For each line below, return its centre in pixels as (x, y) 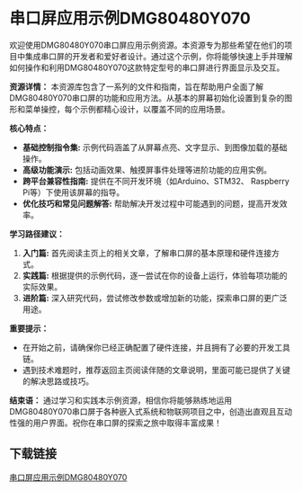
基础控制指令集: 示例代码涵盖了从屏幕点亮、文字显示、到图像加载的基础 (155, 147)
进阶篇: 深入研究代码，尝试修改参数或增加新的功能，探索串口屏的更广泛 (155, 298)
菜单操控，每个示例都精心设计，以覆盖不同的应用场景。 (127, 109)
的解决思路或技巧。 (58, 381)
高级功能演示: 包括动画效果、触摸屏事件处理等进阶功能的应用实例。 (147, 170)
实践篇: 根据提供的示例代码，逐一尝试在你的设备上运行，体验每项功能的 (155, 275)
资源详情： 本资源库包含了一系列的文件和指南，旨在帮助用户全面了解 (136, 86)
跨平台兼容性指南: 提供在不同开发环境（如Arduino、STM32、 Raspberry (156, 181)
